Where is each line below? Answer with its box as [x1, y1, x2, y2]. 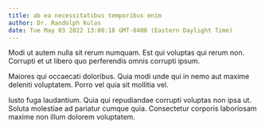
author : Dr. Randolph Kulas [8, 19, 102, 27]
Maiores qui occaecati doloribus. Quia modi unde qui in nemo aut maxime [8, 72, 250, 82]
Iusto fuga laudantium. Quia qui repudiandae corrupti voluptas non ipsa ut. [8, 96, 252, 105]
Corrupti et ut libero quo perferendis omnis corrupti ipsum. [8, 56, 201, 66]
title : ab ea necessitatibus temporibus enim [8, 11, 162, 20]
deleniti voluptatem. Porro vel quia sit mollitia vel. [8, 80, 169, 89]
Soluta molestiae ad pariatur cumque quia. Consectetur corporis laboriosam [8, 104, 257, 113]
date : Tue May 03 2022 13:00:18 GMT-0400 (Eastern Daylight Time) [8, 26, 233, 34]
